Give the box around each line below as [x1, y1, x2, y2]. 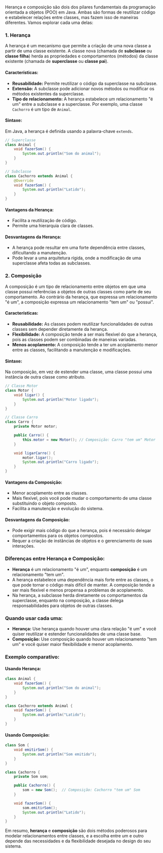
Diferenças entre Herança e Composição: [5, 555, 105, 562]
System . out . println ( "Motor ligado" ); [22, 397, 99, 402]
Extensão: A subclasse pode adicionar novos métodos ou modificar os [12, 85, 155, 92]
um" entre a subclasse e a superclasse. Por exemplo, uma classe [12, 101, 143, 107]
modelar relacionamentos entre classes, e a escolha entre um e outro [5, 833, 144, 839]
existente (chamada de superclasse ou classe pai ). [5, 58, 109, 64]
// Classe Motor [5, 383, 38, 389]
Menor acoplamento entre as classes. [12, 490, 88, 496]
